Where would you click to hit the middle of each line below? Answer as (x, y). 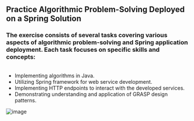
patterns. (25, 100)
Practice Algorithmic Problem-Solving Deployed (96, 10)
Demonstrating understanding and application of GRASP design (91, 94)
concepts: (21, 57)
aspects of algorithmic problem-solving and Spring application (97, 42)
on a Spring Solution (44, 19)
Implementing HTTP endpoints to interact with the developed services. (100, 88)
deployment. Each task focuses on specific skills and (83, 50)
